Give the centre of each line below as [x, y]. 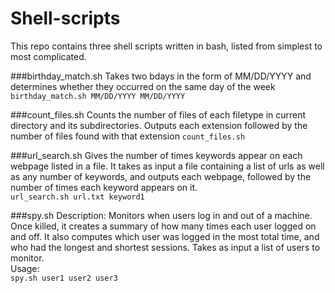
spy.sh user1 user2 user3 [64, 278]
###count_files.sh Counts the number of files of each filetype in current [158, 114]
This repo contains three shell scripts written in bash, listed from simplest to [166, 46]
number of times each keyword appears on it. [104, 187]
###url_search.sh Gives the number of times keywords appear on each [156, 155]
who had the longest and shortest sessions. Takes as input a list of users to [165, 247]
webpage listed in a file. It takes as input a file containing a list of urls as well [167, 166]
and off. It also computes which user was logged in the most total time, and [165, 236]
